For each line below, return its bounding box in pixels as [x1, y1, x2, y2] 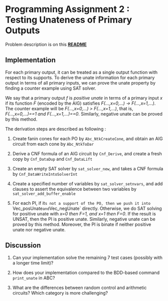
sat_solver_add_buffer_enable [12, 191, 76, 196]
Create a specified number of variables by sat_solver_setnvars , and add [12, 180, 163, 186]
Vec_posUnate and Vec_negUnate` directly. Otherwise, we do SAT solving [12, 205, 162, 211]
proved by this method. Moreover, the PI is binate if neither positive [12, 221, 151, 227]
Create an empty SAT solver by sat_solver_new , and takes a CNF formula [12, 165, 163, 171]
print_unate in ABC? [12, 274, 55, 281]
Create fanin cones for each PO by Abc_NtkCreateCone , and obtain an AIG [12, 135, 163, 141]
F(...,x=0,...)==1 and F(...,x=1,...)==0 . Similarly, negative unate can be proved [5, 111, 163, 117]
